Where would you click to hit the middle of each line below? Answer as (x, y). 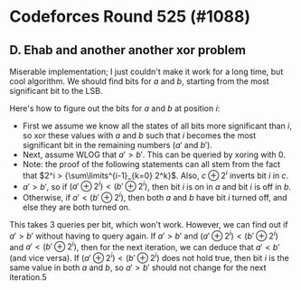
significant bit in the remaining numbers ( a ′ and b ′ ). (117, 145)
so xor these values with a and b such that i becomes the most (139, 136)
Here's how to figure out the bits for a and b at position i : (115, 108)
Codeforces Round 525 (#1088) (130, 17)
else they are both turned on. (76, 207)
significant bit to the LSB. (56, 91)
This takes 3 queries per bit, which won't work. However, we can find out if (149, 224)
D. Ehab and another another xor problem (128, 50)
